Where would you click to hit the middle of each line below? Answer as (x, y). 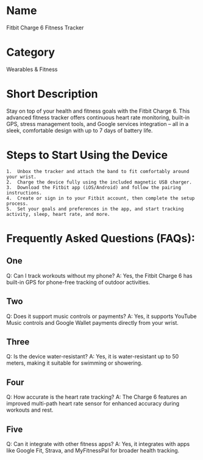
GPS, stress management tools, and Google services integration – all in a (98, 124)
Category (31, 52)
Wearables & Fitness (32, 69)
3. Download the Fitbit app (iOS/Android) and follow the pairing (94, 187)
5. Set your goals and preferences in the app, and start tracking (95, 209)
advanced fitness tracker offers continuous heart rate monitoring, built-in (98, 117)
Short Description (52, 94)
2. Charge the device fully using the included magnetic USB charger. (99, 182)
